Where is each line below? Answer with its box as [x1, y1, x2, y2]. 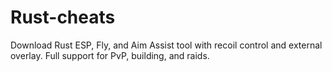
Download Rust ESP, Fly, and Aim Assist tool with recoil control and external [10, 39, 323, 51]
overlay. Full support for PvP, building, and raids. [10, 49, 210, 61]
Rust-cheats [10, 6, 116, 29]
